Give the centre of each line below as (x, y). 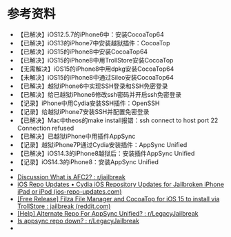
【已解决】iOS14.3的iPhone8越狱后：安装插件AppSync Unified (106, 153)
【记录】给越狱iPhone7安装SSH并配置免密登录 (83, 111)
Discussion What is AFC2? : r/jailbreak (71, 177)
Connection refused (46, 128)
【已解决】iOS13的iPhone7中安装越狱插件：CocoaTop (93, 43)
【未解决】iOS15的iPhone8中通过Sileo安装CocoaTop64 (95, 77)
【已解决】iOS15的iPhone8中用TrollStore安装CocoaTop (95, 60)
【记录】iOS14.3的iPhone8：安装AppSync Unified (88, 161)
